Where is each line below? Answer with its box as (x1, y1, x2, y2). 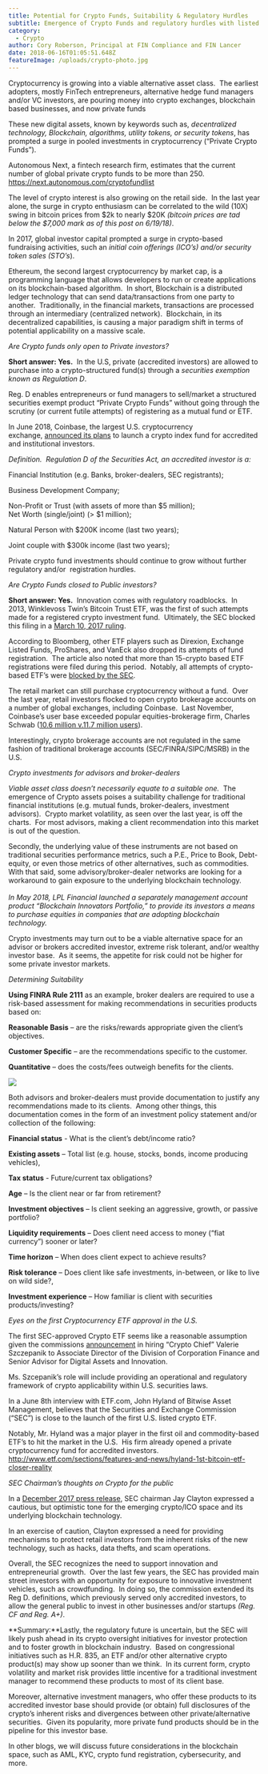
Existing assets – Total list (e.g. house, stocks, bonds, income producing (8, 1149, 248, 1159)
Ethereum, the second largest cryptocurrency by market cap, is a (8, 266, 223, 276)
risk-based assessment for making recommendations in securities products (8, 998, 258, 1008)
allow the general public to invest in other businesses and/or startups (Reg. (8, 1601, 256, 1611)
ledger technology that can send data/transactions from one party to (8, 291, 234, 301)
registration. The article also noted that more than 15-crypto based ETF (8, 653, 245, 663)
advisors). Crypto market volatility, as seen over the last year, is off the (8, 809, 243, 819)
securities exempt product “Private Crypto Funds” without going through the (8, 398, 260, 407)
